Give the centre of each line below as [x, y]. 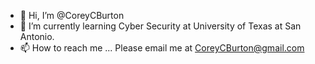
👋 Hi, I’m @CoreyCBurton [72, 15]
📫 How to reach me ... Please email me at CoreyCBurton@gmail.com [162, 48]
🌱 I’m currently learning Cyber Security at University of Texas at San [160, 26]
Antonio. [37, 36]
